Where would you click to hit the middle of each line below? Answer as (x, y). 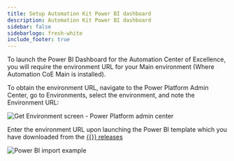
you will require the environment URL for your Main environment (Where (111, 67)
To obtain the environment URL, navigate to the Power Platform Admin (108, 88)
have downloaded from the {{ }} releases (65, 137)
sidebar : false (29, 26)
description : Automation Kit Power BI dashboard (79, 20)
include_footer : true (39, 40)
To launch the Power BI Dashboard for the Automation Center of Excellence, (116, 59)
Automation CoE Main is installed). (57, 75)
